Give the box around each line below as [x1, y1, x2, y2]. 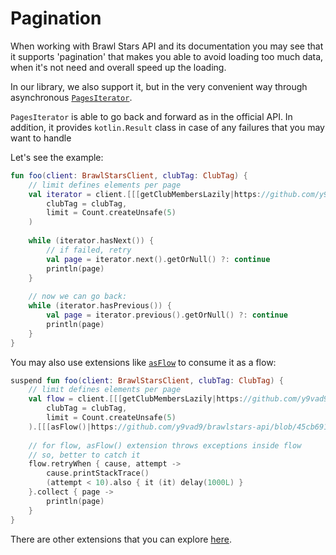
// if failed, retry [46, 245, 132, 255]
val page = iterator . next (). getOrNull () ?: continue [46, 254, 271, 264]
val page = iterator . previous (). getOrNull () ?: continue [46, 310, 289, 321]
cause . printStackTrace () [46, 468, 150, 479]
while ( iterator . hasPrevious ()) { [28, 301, 172, 311]
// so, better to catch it [28, 450, 141, 460]
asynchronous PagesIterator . [10, 91, 133, 103]
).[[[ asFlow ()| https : [28, 422, 118, 432]
